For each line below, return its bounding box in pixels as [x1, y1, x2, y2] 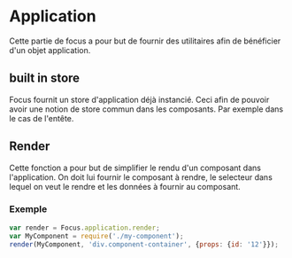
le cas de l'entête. [9, 113, 74, 123]
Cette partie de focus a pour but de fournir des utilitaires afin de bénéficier [9, 35, 281, 46]
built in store [9, 71, 81, 86]
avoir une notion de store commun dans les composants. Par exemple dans [9, 104, 284, 114]
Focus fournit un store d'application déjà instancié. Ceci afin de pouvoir [9, 94, 270, 105]
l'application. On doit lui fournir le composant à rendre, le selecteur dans [9, 171, 273, 183]
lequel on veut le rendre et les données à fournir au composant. [9, 181, 241, 192]
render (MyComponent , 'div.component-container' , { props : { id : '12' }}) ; [9, 239, 279, 249]
